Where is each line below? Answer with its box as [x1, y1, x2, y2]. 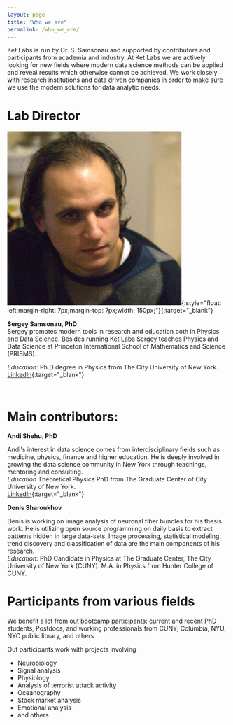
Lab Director [7, 108, 80, 124]
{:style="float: [181, 299, 222, 307]
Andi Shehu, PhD [7, 432, 58, 440]
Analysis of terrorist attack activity [17, 681, 117, 689]
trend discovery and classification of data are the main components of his [7, 540, 220, 548]
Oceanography [17, 689, 61, 697]
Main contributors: [7, 409, 119, 425]
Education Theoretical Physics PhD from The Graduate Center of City [7, 475, 208, 484]
